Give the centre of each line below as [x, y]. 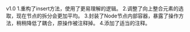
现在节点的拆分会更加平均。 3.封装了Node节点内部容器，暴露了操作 [97, 16]
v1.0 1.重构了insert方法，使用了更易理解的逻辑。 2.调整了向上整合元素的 [92, 8]
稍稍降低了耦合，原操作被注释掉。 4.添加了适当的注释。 [83, 23]
